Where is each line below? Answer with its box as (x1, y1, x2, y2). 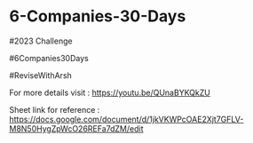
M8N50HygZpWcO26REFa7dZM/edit (9, 123, 144, 134)
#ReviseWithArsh (9, 69, 73, 81)
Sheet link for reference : (9, 104, 100, 115)
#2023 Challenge (9, 36, 73, 46)
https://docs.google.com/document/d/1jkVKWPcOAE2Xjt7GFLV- (9, 114, 244, 124)
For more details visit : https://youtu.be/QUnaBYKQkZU (9, 87, 210, 98)
